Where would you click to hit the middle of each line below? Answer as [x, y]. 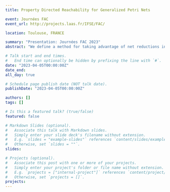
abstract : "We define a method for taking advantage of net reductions [82, 47]
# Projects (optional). [30, 158]
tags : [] [14, 103]
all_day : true [20, 75]
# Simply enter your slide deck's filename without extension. [75, 135]
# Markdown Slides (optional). [38, 125]
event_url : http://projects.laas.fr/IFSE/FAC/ [55, 24]
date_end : [16, 70]
